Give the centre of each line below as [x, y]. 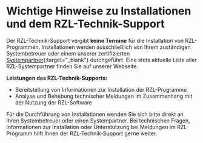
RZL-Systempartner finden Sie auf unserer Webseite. [72, 66]
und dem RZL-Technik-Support [85, 24]
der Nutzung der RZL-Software [54, 102]
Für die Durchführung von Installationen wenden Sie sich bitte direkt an [95, 114]
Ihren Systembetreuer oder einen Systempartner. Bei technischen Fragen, [98, 120]
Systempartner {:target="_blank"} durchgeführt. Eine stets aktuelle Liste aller [101, 60]
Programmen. [23, 47]
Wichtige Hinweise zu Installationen [99, 11]
